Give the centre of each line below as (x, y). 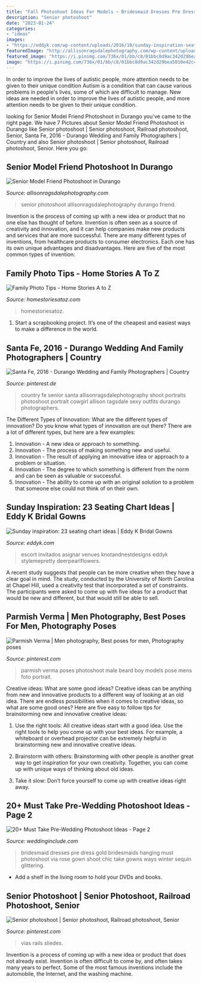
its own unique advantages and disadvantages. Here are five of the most (96, 248)
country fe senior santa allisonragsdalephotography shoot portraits (103, 395)
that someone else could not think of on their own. (77, 488)
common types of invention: (41, 254)
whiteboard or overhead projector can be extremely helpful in (91, 738)
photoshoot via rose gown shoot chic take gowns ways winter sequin (106, 859)
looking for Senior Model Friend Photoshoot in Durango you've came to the (99, 116)
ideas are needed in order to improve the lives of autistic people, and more (98, 98)
